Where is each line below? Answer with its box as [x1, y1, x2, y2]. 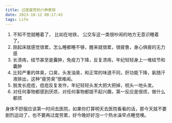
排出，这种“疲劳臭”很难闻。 [17, 76, 76, 82]
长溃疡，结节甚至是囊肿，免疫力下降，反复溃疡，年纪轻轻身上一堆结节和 [12, 57, 165, 63]
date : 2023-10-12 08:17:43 [5, 12, 63, 17]
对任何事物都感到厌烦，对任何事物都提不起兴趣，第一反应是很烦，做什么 [12, 88, 165, 95]
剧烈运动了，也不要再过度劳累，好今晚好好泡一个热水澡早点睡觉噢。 [5, 112, 149, 118]
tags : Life [5, 17, 29, 22]
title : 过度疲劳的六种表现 [5, 7, 56, 13]
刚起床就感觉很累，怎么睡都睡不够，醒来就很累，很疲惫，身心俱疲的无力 [12, 44, 165, 50]
